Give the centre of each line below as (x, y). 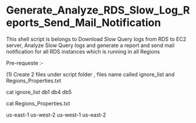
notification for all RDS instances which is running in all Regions (83, 51)
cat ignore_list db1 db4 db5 (39, 92)
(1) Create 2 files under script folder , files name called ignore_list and (90, 74)
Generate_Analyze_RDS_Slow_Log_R (98, 10)
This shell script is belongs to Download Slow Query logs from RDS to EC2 (96, 39)
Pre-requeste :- (25, 63)
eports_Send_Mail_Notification (84, 23)
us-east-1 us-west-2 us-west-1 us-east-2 (56, 115)
